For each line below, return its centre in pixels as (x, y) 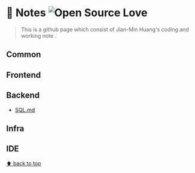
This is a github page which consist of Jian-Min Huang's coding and (105, 29)
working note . (39, 35)
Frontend (24, 75)
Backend (23, 95)
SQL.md (25, 110)
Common (24, 55)
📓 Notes (26, 13)
